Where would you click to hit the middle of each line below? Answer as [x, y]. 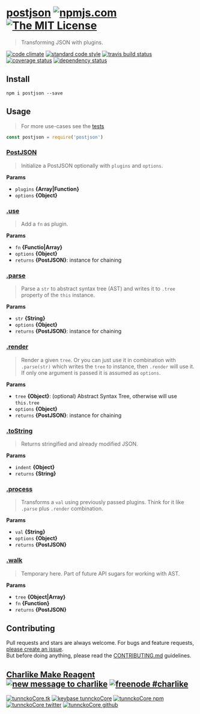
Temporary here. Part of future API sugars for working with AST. [100, 573]
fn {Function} [32, 603]
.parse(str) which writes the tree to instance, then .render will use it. [108, 366]
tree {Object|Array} [40, 597]
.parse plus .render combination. [62, 509]
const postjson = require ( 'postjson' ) [55, 137]
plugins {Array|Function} [47, 189]
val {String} [30, 532]
